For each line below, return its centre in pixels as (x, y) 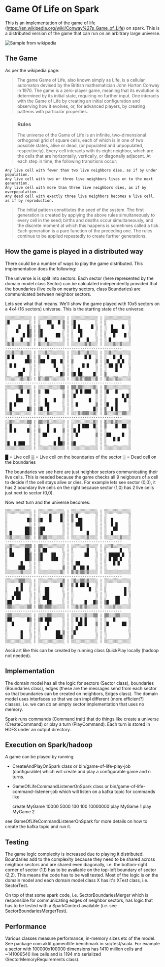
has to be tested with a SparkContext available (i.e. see (61, 906)
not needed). (18, 656)
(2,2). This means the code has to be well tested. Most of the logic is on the (82, 875)
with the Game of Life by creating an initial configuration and (79, 101)
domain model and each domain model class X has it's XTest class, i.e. (77, 880)
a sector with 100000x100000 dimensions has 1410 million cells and (74, 949)
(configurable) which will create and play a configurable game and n (82, 772)
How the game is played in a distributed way (74, 251)
